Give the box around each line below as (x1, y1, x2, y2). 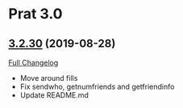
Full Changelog (8, 58, 59, 67)
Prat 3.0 (8, 5, 63, 23)
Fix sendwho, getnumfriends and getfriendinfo (19, 82, 175, 91)
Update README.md (19, 90, 89, 100)
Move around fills (19, 74, 78, 82)
